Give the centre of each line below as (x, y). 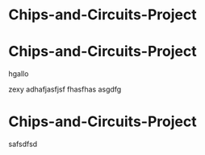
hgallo (19, 74)
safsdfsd (23, 144)
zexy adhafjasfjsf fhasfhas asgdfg (65, 89)
